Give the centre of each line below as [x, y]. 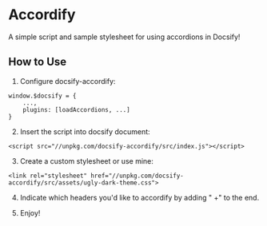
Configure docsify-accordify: [68, 81]
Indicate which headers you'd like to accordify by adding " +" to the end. [139, 197]
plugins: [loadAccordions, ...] [76, 109]
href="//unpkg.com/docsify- [137, 176]
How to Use [38, 62]
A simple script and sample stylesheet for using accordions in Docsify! [124, 37]
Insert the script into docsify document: [85, 131]
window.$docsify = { [43, 96]
